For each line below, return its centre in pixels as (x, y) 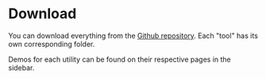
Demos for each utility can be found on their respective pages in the (120, 59)
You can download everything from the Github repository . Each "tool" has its (133, 36)
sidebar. (21, 67)
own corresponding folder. (52, 43)
